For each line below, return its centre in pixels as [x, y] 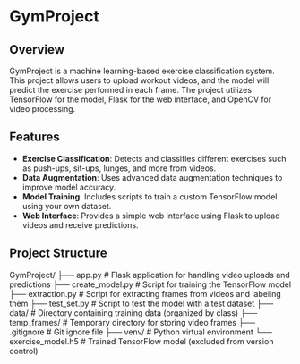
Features [34, 137]
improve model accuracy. [69, 187]
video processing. [43, 109]
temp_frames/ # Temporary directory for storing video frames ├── [133, 322]
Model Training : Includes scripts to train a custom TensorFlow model [150, 196]
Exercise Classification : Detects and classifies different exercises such [154, 158]
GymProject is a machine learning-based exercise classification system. [142, 71]
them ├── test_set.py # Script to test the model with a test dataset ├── [141, 303]
